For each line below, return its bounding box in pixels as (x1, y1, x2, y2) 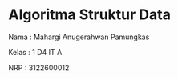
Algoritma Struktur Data (8, 6, 171, 24)
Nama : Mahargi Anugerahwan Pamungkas (8, 32, 150, 41)
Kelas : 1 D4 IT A (8, 47, 63, 57)
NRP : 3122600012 (8, 62, 70, 73)
